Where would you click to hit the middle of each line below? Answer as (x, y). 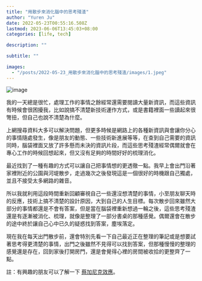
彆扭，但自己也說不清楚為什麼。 (46, 117)
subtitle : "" (23, 56)
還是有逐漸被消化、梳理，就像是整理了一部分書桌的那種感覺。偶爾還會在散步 (101, 216)
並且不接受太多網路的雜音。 (41, 180)
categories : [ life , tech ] (38, 34)
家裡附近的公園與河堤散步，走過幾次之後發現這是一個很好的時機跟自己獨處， (101, 173)
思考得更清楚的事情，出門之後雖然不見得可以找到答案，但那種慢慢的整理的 (103, 244)
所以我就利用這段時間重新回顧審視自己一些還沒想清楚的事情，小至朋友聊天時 (101, 193)
